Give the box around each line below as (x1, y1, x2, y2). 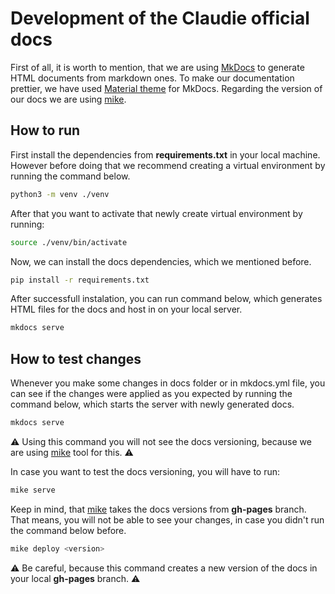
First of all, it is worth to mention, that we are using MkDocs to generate (10, 61, 305, 73)
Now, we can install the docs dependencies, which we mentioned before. (10, 255, 312, 267)
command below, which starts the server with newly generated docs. (10, 398, 295, 411)
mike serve (10, 485, 56, 495)
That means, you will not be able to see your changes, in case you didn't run (10, 513, 325, 526)
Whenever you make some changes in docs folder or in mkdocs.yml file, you (10, 377, 326, 389)
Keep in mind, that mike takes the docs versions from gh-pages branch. (10, 503, 307, 515)
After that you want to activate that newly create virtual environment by (10, 207, 303, 219)
